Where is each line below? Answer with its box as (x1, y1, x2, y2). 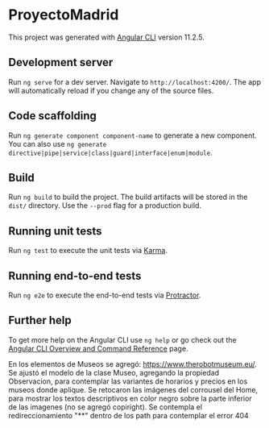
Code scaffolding (8, 109, 97, 123)
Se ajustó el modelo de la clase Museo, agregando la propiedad (8, 368, 220, 377)
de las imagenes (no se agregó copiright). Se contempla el (8, 401, 203, 412)
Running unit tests (8, 224, 102, 238)
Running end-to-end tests (8, 268, 142, 283)
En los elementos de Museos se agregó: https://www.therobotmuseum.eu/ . (8, 359, 258, 368)
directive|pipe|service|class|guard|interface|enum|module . (8, 148, 213, 157)
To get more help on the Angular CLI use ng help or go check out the (8, 335, 237, 344)
